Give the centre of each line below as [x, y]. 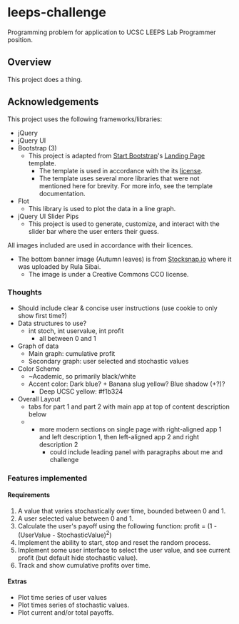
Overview [30, 62]
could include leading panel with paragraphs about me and [136, 452]
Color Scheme [39, 369]
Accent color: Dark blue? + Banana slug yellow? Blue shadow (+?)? [127, 384]
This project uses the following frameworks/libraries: [85, 119]
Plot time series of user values [62, 597]
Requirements [29, 495]
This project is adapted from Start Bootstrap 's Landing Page [117, 155]
